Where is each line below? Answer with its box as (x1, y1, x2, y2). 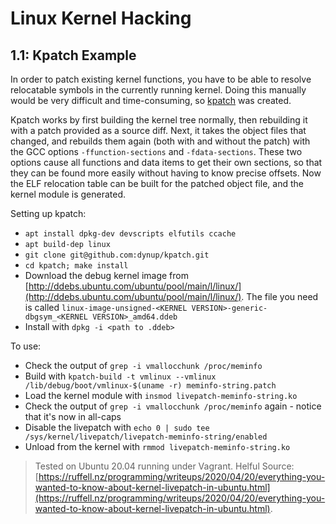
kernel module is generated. (10, 188, 127, 200)
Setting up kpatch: (10, 208, 87, 219)
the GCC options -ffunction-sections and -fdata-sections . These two (10, 146, 303, 157)
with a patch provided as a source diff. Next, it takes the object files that (10, 125, 307, 136)
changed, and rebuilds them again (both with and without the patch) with (10, 135, 311, 147)
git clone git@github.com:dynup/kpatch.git (24, 250, 210, 260)
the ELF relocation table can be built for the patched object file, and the (10, 178, 304, 189)
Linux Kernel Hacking (10, 7, 192, 30)
